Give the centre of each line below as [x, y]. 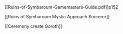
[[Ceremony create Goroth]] [33, 26]
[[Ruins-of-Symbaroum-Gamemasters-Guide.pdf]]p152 [61, 7]
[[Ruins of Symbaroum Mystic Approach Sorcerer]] [57, 17]
